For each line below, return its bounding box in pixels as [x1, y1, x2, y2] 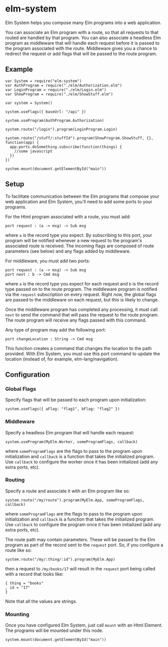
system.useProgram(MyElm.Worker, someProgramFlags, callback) [5, 439, 138, 444]
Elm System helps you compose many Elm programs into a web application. [5, 20, 161, 26]
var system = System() [5, 100, 53, 105]
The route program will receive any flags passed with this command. [5, 317, 147, 323]
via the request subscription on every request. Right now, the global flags [5, 291, 156, 297]
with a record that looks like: [5, 571, 64, 577]
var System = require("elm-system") [5, 78, 82, 83]
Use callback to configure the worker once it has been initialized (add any [5, 458, 158, 464]
